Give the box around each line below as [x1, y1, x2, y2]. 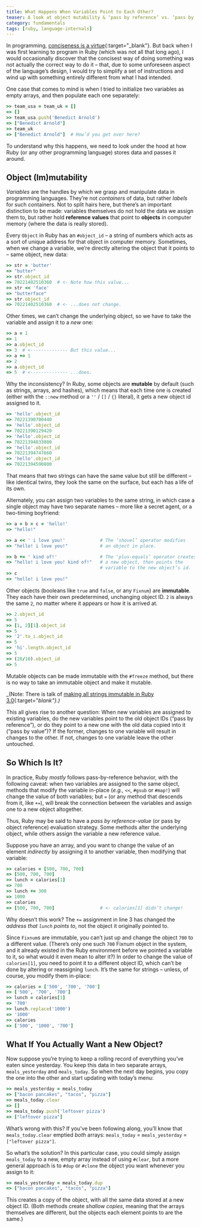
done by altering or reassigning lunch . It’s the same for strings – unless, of [6, 966, 188, 973]
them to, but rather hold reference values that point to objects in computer [6, 214, 191, 221]
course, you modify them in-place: [6, 972, 92, 979]
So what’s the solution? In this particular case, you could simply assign [6, 1149, 180, 1156]
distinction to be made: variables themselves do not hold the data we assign [6, 208, 194, 215]
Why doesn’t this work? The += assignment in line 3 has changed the [6, 916, 175, 923]
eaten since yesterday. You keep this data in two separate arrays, [6, 1062, 167, 1069]
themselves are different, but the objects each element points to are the [6, 1209, 183, 1216]
